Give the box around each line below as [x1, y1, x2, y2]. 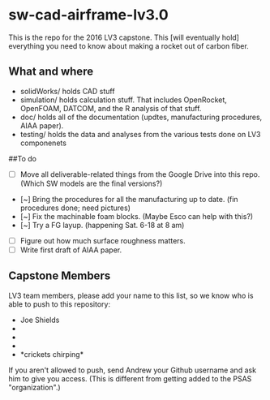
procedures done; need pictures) [19, 203, 131, 213]
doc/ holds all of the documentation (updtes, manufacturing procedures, [19, 112, 263, 122]
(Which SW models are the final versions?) [19, 178, 163, 188]
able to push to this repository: [8, 299, 111, 309]
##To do [8, 153, 36, 163]
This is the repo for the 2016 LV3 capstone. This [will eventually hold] [8, 32, 239, 42]
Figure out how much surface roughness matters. [19, 235, 186, 245]
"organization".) [8, 382, 61, 392]
